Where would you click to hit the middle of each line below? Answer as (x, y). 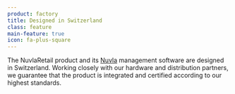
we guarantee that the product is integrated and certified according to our (115, 76)
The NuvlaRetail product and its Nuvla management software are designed (116, 60)
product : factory (33, 14)
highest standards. (35, 83)
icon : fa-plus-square (39, 40)
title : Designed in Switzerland (55, 20)
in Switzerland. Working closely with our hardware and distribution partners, (118, 68)
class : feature (30, 27)
